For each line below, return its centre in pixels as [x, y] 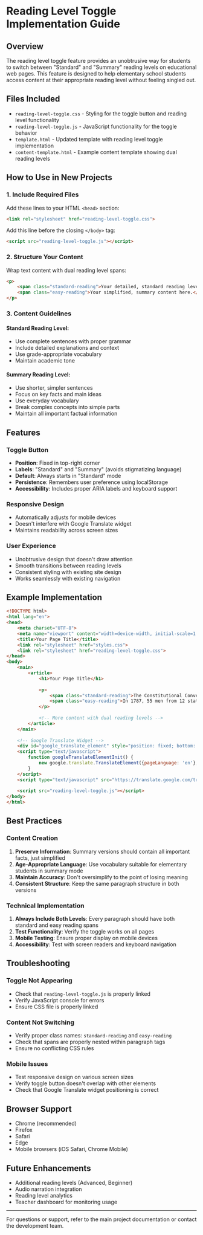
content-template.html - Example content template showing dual [96, 152]
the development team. [35, 1225]
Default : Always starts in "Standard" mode [68, 476]
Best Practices [34, 821]
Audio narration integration [48, 1189]
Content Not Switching [40, 1022]
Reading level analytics [43, 1195]
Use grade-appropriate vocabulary [58, 354]
